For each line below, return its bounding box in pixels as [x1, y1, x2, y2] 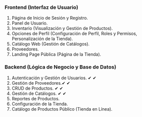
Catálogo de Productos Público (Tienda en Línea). [11, 106, 113, 112]
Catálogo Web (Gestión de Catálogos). [11, 41, 90, 47]
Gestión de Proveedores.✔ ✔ [11, 80, 71, 86]
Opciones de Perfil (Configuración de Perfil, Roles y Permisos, [11, 31, 138, 37]
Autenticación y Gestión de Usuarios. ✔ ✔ [11, 75, 96, 81]
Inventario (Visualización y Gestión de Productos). [11, 25, 113, 31]
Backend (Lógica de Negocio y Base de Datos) [4, 64, 117, 70]
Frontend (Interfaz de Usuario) [4, 4, 79, 11]
